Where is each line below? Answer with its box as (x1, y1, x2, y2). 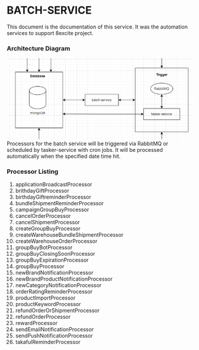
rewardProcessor (15, 319, 58, 326)
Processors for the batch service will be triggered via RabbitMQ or (7, 140, 168, 147)
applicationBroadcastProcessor (15, 180, 92, 187)
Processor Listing (7, 167, 59, 176)
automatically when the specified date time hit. (7, 152, 121, 160)
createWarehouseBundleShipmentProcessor (15, 231, 124, 238)
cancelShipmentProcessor (15, 218, 81, 225)
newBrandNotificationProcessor (15, 269, 94, 276)
